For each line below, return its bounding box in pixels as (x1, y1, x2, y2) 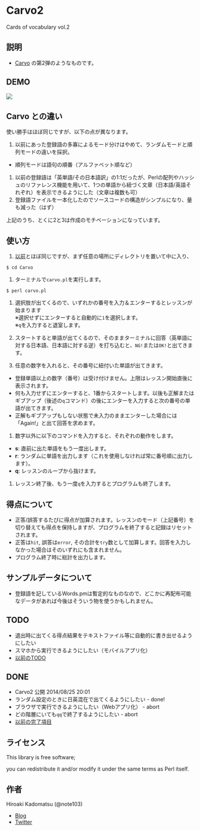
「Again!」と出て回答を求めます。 (14, 419, 99, 427)
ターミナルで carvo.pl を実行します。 (14, 276, 104, 283)
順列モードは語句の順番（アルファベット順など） (14, 161, 136, 168)
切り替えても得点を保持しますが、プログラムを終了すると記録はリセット (14, 524, 192, 531)
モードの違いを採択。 (20, 148, 73, 156)
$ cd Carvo (6, 264, 33, 271)
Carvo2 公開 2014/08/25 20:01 (14, 689, 91, 696)
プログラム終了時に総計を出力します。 (14, 554, 109, 561)
